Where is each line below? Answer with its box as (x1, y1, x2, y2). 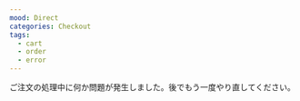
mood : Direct (9, 13, 59, 23)
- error (17, 56, 47, 65)
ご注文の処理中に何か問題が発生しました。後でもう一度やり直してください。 (9, 82, 295, 92)
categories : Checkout (9, 22, 92, 31)
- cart (17, 38, 43, 48)
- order (17, 47, 47, 56)
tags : (9, 30, 30, 39)
